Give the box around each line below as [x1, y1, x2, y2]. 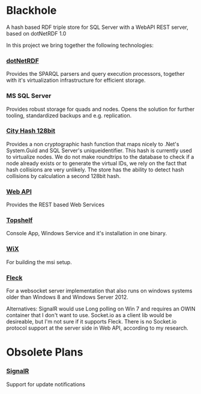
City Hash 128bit [6, 127, 56, 135]
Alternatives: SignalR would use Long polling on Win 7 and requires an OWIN [6, 305, 196, 313]
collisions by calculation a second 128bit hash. [6, 172, 121, 179]
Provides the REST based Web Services [6, 201, 105, 208]
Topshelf [6, 216, 33, 224]
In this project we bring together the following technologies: [6, 42, 154, 49]
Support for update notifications [6, 380, 86, 388]
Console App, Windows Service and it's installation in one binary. [6, 230, 167, 237]
